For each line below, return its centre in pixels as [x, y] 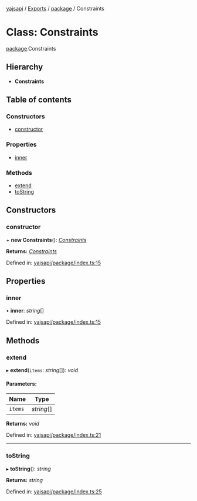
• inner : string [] [25, 311]
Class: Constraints [52, 32]
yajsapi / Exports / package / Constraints [55, 9]
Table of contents [39, 100]
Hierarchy [25, 67]
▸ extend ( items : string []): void [42, 370]
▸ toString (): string [28, 469]
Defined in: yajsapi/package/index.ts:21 [54, 435]
